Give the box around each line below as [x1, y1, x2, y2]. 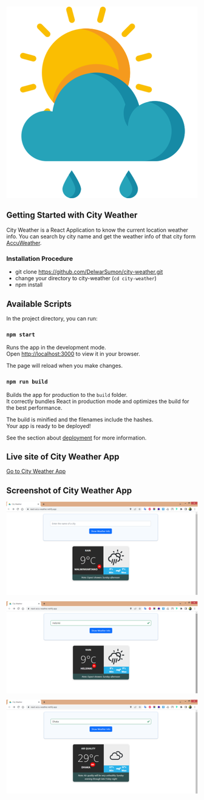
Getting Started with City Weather [6, 210, 138, 221]
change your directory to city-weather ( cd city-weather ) [15, 275, 157, 282]
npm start [6, 331, 35, 338]
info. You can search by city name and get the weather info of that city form [6, 232, 196, 240]
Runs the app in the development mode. [6, 344, 106, 351]
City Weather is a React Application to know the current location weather [6, 226, 188, 233]
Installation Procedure [6, 254, 73, 263]
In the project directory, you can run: [6, 314, 98, 322]
